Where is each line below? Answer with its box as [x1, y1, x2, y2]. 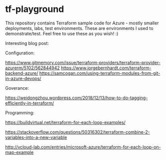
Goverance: [5, 85, 29, 91]
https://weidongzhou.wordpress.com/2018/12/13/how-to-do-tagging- [5, 95, 148, 101]
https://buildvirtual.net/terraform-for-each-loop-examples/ [5, 119, 126, 125]
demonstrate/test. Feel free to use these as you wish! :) [5, 30, 119, 36]
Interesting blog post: [5, 40, 49, 46]
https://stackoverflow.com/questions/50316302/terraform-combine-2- [5, 129, 151, 135]
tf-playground [5, 3, 64, 15]
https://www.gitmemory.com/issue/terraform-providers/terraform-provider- [5, 59, 161, 65]
